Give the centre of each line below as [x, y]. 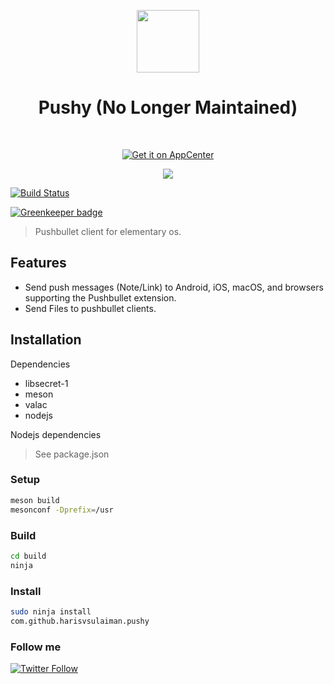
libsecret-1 [46, 383]
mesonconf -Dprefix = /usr [62, 510]
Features [38, 263]
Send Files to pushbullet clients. [90, 308]
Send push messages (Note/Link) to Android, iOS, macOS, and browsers [174, 287]
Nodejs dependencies [56, 434]
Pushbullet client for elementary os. [108, 231]
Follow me [36, 647]
